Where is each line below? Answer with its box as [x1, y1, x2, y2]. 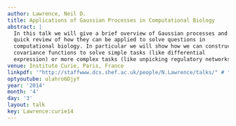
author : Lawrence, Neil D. [7, 10, 86, 17]
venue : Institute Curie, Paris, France [7, 62, 124, 69]
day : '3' [7, 95, 33, 102]
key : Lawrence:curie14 [7, 108, 74, 115]
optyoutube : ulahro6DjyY [7, 75, 80, 83]
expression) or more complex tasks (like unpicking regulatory [13, 56, 202, 63]
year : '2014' [7, 82, 46, 89]
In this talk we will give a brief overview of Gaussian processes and [13, 29, 228, 37]
